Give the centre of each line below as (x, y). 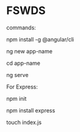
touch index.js (24, 122)
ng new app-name (30, 51)
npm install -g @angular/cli (40, 39)
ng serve (17, 75)
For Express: (22, 87)
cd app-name (24, 63)
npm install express (31, 110)
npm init (16, 98)
